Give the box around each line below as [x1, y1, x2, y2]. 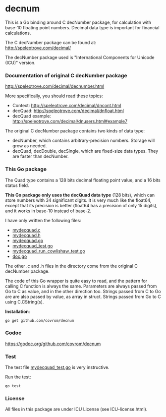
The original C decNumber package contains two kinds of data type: [5, 128, 145, 134]
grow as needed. [12, 143, 47, 149]
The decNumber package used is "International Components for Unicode [5, 54, 155, 60]
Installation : [5, 308, 30, 314]
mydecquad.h [12, 232, 41, 238]
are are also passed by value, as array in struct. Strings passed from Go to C [5, 294, 161, 299]
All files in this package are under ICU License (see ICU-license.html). [5, 406, 148, 412]
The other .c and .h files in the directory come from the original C [5, 263, 138, 269]
